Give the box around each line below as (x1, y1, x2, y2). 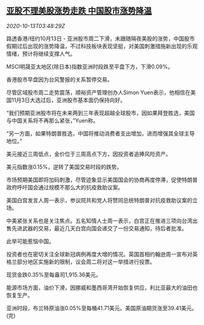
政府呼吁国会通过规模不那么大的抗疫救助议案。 (6, 183, 123, 191)
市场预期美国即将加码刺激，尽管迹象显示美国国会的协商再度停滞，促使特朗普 (6, 176, 198, 183)
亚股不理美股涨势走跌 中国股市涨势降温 (6, 5, 152, 16)
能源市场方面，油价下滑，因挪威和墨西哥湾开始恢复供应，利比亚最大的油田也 (6, 284, 198, 291)
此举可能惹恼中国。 (6, 238, 55, 245)
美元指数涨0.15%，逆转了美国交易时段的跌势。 (6, 163, 123, 170)
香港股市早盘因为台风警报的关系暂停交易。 (6, 75, 113, 83)
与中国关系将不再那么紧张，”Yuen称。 (6, 117, 99, 124)
